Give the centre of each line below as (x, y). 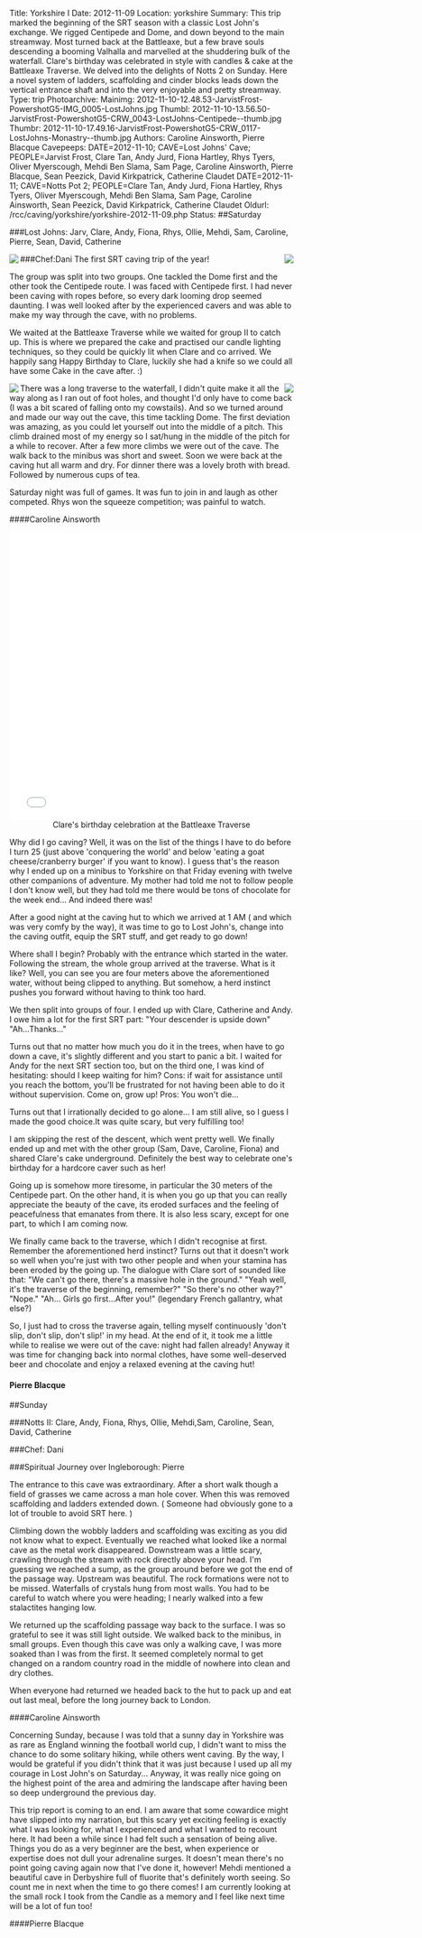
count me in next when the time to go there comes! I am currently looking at (150, 1887)
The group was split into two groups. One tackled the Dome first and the (143, 276)
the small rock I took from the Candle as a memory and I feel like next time (147, 1896)
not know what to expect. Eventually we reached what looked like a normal (148, 1541)
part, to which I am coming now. (69, 1224)
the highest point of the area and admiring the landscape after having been (149, 1784)
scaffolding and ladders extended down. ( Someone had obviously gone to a (151, 1504)
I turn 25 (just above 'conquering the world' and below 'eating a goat (137, 852)
